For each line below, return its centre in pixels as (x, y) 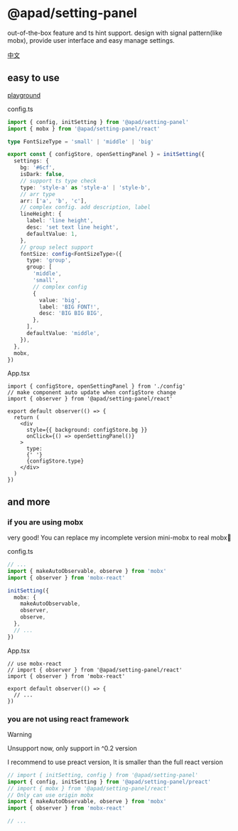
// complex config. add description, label (86, 207)
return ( (27, 418)
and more (29, 501)
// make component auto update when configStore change (92, 393)
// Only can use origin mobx (50, 795)
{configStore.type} (55, 461)
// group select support (57, 247)
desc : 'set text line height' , (72, 227)
